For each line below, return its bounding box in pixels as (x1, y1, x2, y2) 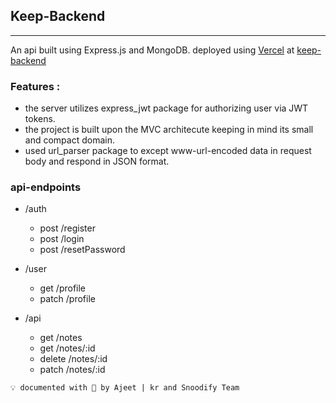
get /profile (39, 282, 87, 294)
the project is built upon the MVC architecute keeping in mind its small (24, 124, 314, 136)
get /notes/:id (39, 342, 96, 354)
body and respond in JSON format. (24, 155, 170, 168)
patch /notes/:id (39, 364, 106, 376)
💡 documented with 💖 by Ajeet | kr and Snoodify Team (10, 383, 240, 393)
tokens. (24, 113, 56, 125)
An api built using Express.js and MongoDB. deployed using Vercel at (10, 44, 295, 56)
